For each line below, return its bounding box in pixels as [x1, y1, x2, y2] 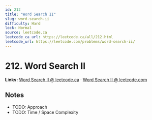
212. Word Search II [5, 60, 86, 71]
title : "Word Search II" [5, 12, 56, 17]
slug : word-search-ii [5, 16, 50, 21]
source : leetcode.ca [5, 30, 48, 35]
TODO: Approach [12, 104, 48, 110]
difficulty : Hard [5, 21, 41, 26]
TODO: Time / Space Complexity [12, 109, 79, 115]
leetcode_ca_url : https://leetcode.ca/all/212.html [5, 35, 113, 40]
